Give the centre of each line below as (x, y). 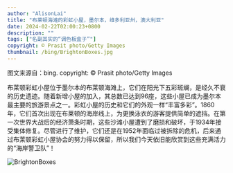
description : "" (31, 33)
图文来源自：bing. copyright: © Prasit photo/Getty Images (90, 73)
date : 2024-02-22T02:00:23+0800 (54, 26)
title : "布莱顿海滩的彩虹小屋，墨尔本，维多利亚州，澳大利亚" (86, 20)
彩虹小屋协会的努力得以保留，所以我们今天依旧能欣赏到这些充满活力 (128, 139)
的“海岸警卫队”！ (31, 148)
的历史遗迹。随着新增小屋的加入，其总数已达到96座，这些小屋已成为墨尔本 (114, 96)
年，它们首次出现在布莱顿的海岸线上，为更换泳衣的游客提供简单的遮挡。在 (113, 113)
